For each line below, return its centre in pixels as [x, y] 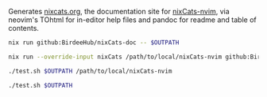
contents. [24, 28]
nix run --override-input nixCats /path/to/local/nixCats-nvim [115, 57]
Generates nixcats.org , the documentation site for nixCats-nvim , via [119, 11]
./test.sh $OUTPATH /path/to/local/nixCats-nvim [90, 71]
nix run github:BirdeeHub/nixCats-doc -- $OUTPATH [94, 43]
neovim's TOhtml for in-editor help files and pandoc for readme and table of [132, 20]
